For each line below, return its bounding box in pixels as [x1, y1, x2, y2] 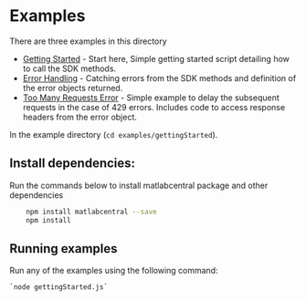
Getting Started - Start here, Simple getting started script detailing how [22, 53, 290, 64]
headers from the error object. [22, 111, 137, 122]
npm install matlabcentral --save [26, 207, 157, 216]
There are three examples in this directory [9, 36, 167, 47]
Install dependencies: [9, 156, 135, 171]
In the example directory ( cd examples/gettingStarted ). [9, 129, 218, 140]
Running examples [9, 241, 118, 256]
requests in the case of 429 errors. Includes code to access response [22, 101, 286, 112]
